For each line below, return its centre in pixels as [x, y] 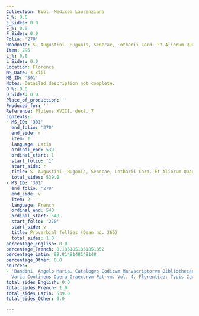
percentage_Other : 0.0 [34, 260]
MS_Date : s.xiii [26, 72]
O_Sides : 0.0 [22, 94]
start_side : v [29, 227]
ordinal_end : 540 [33, 211]
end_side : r [26, 133]
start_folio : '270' [36, 222]
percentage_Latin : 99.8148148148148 [51, 255]
